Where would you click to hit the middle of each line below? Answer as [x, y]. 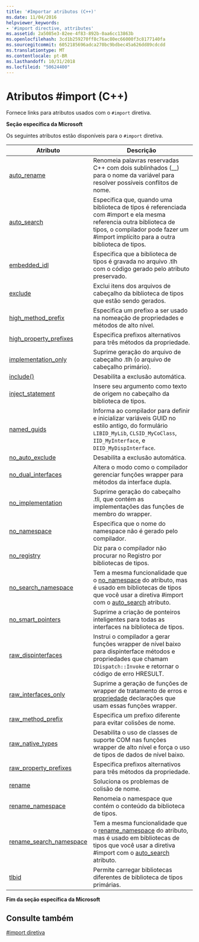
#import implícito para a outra [134, 237]
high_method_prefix [37, 318]
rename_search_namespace [48, 842]
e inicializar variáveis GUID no [134, 418]
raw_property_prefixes [41, 768]
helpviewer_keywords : [33, 23]
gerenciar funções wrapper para [138, 475]
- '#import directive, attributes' [50, 28]
